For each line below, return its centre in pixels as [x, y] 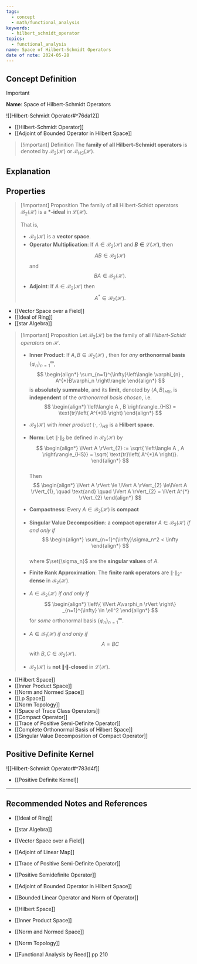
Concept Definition [42, 79]
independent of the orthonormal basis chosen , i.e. [91, 397]
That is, [30, 225]
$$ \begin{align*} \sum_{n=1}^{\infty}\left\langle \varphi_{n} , [110, 374]
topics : [16, 39]
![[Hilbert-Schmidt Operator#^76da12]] [53, 116]
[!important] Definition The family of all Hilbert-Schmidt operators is [104, 145]
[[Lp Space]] [30, 698]
